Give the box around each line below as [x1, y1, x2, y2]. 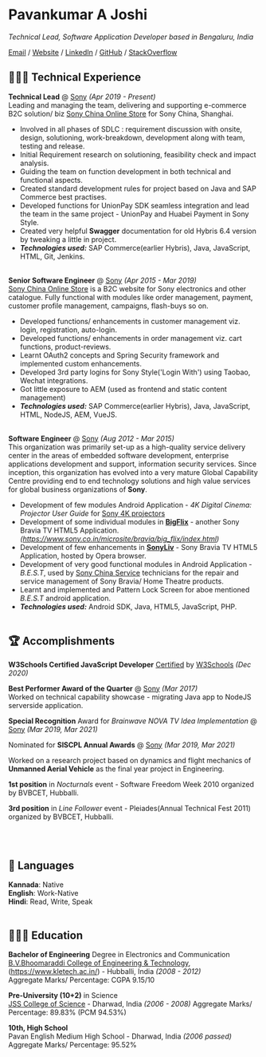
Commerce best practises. [19, 192, 108, 201]
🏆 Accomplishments [8, 635, 115, 648]
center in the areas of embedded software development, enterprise [8, 450, 229, 460]
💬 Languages [8, 858, 74, 872]
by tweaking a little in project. [19, 234, 117, 244]
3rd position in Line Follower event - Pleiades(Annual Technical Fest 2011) [8, 803, 251, 813]
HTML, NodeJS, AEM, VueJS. [19, 410, 118, 419]
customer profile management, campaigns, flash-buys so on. [8, 301, 209, 311]
